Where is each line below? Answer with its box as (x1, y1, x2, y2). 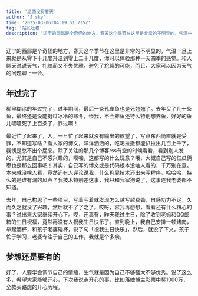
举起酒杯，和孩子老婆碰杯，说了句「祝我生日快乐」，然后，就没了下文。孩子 (6, 225, 190, 232)
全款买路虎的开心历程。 (6, 283, 63, 290)
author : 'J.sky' (6, 14, 46, 20)
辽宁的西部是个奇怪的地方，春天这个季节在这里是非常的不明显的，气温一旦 (6, 48, 187, 55)
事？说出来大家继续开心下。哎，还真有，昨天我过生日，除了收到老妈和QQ (6, 211, 184, 218)
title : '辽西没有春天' (6, 8, 57, 15)
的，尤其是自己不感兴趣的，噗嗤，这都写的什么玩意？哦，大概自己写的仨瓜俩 (6, 154, 192, 161)
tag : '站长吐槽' (6, 25, 42, 31)
